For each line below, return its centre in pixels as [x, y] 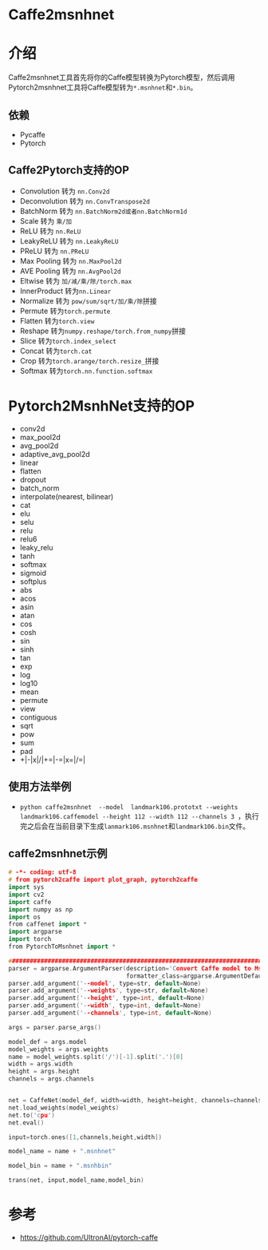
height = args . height [44, 1072]
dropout [33, 479]
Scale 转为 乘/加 [46, 220]
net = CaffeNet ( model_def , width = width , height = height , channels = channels [135, 1101]
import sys [26, 887]
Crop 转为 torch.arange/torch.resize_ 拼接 [89, 360]
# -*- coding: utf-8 [43, 872]
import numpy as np [41, 909]
